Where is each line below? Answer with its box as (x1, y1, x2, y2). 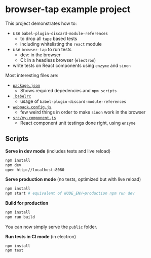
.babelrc (12, 94, 31, 99)
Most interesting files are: (5, 72, 59, 78)
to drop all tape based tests (20, 35, 78, 42)
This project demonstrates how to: (5, 20, 77, 26)
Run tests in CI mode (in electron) (5, 233, 76, 239)
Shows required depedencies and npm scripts (20, 87, 117, 93)
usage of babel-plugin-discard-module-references (20, 98, 127, 104)
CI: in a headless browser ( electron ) (20, 57, 96, 63)
